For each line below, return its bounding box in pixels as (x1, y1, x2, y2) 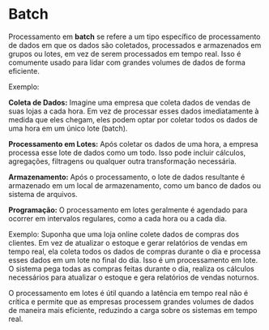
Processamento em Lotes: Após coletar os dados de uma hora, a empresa (8, 139, 258, 148)
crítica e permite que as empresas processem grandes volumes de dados (8, 297, 254, 306)
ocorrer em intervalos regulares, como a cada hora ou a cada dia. (8, 213, 227, 223)
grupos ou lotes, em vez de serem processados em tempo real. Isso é (8, 49, 241, 58)
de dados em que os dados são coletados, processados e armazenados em (8, 40, 262, 49)
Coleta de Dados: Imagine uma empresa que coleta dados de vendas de (8, 97, 251, 107)
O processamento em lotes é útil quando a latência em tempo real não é (8, 288, 249, 298)
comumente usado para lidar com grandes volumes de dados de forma (8, 58, 246, 67)
